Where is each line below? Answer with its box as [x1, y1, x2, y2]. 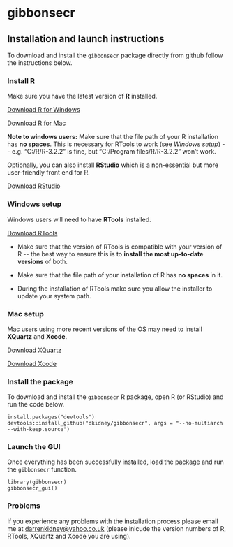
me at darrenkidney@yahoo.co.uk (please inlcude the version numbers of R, [7, 524, 227, 532]
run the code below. [7, 400, 65, 409]
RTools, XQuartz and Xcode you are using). [7, 532, 131, 540]
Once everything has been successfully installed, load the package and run [7, 458, 225, 466]
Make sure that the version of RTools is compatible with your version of [17, 242, 223, 251]
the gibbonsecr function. [7, 465, 77, 474]
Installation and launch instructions [7, 33, 165, 45]
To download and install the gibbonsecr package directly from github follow [7, 51, 223, 59]
